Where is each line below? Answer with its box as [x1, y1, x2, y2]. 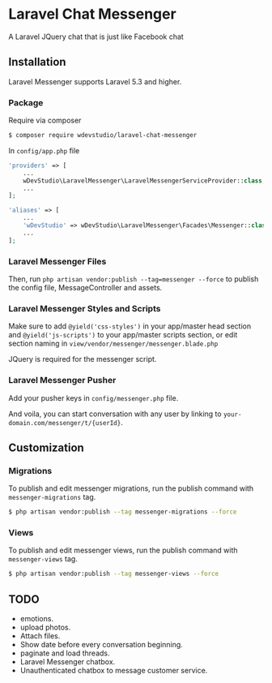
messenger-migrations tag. [8, 492, 96, 502]
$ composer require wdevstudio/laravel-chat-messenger [8, 131, 198, 140]
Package [8, 97, 44, 108]
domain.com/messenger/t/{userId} [8, 419, 121, 427]
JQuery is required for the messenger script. [8, 354, 157, 364]
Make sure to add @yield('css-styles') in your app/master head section [8, 321, 252, 331]
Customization [8, 440, 85, 454]
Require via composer [8, 115, 82, 126]
